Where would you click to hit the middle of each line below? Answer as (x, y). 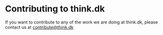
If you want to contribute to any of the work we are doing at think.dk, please (81, 22)
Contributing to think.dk (55, 9)
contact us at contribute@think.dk (39, 27)
